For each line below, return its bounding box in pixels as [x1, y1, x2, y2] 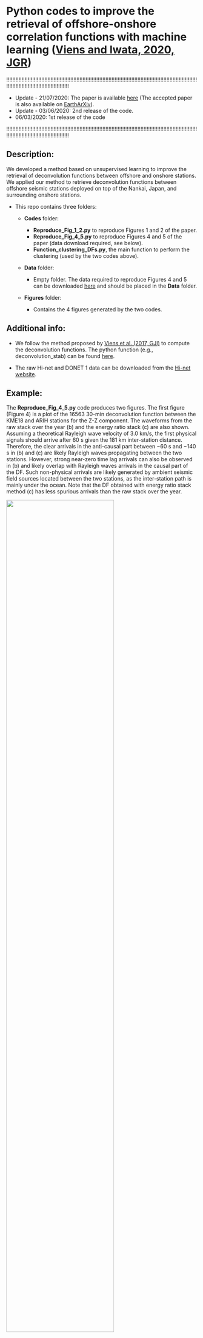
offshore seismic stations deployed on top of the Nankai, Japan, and [6, 184, 177, 192]
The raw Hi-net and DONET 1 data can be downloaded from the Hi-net [15, 364, 191, 371]
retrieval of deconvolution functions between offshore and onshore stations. [6, 172, 196, 179]
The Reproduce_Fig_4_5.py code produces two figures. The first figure [6, 404, 185, 411]
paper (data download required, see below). [33, 239, 144, 246]
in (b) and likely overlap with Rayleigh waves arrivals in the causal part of [6, 462, 188, 470]
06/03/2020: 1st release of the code [15, 113, 106, 121]
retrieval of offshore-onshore [6, 17, 156, 31]
